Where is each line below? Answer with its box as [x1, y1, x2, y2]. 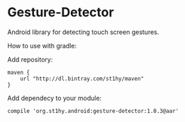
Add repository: [7, 55, 53, 64]
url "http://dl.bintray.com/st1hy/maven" [20, 75, 144, 82]
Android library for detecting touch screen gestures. [7, 28, 159, 36]
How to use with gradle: [7, 41, 77, 50]
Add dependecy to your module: [7, 94, 102, 102]
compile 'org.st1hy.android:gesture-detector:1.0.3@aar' [7, 107, 179, 114]
